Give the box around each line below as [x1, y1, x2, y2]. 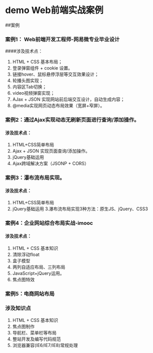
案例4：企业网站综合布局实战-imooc [5, 220, 93, 227]
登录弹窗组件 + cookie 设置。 [12, 65, 72, 71]
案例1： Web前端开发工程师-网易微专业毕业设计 [5, 36, 120, 43]
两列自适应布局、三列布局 [12, 264, 65, 270]
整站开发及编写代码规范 [12, 336, 61, 342]
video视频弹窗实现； [12, 90, 55, 96]
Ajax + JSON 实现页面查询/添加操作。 [12, 148, 90, 154]
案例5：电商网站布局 [5, 290, 55, 297]
